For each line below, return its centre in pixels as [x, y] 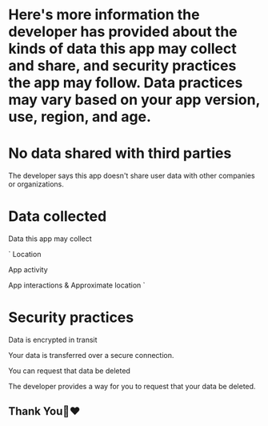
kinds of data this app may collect [123, 49]
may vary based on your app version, [134, 100]
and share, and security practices [122, 66]
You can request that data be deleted [69, 371]
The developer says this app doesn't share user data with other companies [132, 176]
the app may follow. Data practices [126, 83]
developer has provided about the [123, 32]
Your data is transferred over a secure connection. [91, 355]
